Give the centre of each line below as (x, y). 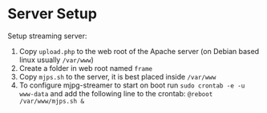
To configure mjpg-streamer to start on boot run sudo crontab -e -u (132, 85)
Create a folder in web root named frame (86, 68)
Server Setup (53, 14)
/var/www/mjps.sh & (52, 101)
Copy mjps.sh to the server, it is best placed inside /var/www (117, 76)
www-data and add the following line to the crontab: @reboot (116, 93)
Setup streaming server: (47, 36)
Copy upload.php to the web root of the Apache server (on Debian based (139, 51)
